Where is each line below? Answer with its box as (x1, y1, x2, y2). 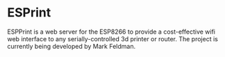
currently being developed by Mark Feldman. (7, 42, 136, 50)
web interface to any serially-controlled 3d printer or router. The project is (7, 34, 219, 43)
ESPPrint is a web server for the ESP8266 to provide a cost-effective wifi (7, 27, 216, 36)
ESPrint (7, 5, 51, 21)
